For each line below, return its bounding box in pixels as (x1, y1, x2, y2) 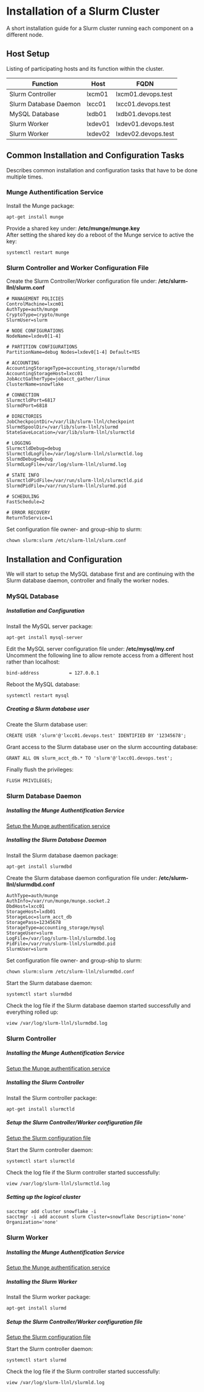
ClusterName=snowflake (6, 381, 64, 387)
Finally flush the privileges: (6, 766, 74, 773)
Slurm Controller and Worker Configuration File (6, 263, 149, 272)
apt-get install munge (6, 214, 64, 220)
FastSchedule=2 (6, 499, 45, 505)
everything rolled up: (6, 1008, 59, 1016)
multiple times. (6, 173, 43, 180)
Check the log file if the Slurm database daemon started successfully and (6, 1002, 191, 1009)
